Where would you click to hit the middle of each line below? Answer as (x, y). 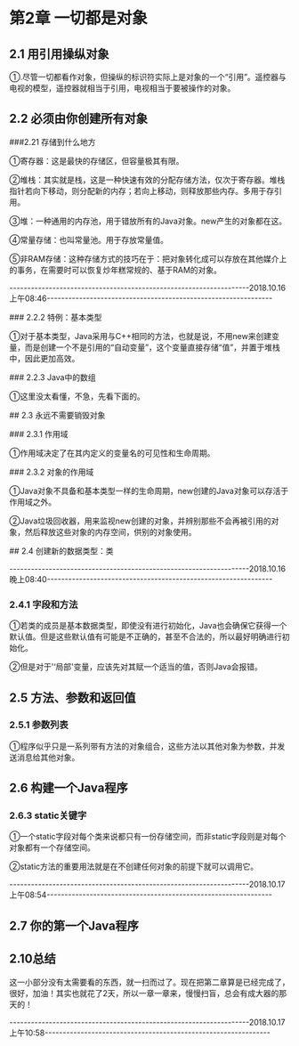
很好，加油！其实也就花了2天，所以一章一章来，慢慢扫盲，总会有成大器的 (144, 993)
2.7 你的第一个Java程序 (74, 925)
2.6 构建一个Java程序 (69, 788)
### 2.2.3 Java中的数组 (53, 377)
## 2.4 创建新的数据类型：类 (61, 551)
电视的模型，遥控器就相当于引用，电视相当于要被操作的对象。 (122, 88)
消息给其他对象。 (48, 757)
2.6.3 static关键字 (48, 815)
